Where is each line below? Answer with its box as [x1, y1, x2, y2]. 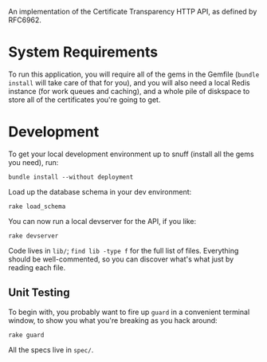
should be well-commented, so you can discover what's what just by [8, 254, 234, 264]
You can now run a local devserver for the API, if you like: [8, 216, 197, 226]
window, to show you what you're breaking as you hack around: [8, 315, 218, 325]
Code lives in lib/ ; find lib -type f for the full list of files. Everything [8, 246, 239, 255]
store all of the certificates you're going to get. [8, 95, 161, 104]
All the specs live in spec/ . [8, 344, 94, 354]
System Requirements [8, 43, 158, 61]
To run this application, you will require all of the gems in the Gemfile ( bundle [8, 69, 260, 79]
